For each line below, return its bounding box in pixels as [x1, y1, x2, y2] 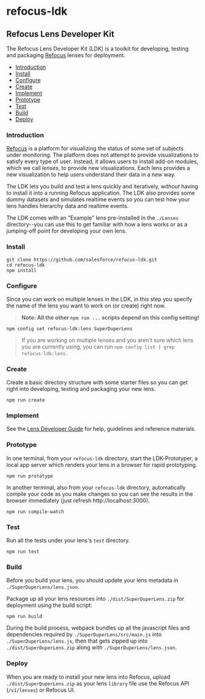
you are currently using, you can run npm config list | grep [21, 342, 175, 350]
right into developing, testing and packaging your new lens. [6, 385, 156, 393]
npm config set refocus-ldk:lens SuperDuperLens [6, 325, 133, 332]
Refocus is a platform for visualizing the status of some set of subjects [6, 145, 184, 152]
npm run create [6, 397, 45, 403]
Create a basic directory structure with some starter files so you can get [6, 379, 188, 386]
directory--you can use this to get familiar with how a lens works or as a [6, 221, 188, 228]
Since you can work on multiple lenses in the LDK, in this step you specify [6, 295, 193, 303]
